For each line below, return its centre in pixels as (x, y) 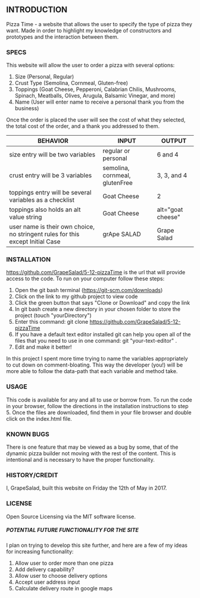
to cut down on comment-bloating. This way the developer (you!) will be (95, 365)
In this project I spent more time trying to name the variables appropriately (97, 359)
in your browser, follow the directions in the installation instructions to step (97, 406)
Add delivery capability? (44, 569)
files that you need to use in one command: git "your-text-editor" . (96, 341)
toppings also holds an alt (45, 209)
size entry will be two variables (52, 155)
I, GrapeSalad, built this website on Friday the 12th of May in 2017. (87, 488)
